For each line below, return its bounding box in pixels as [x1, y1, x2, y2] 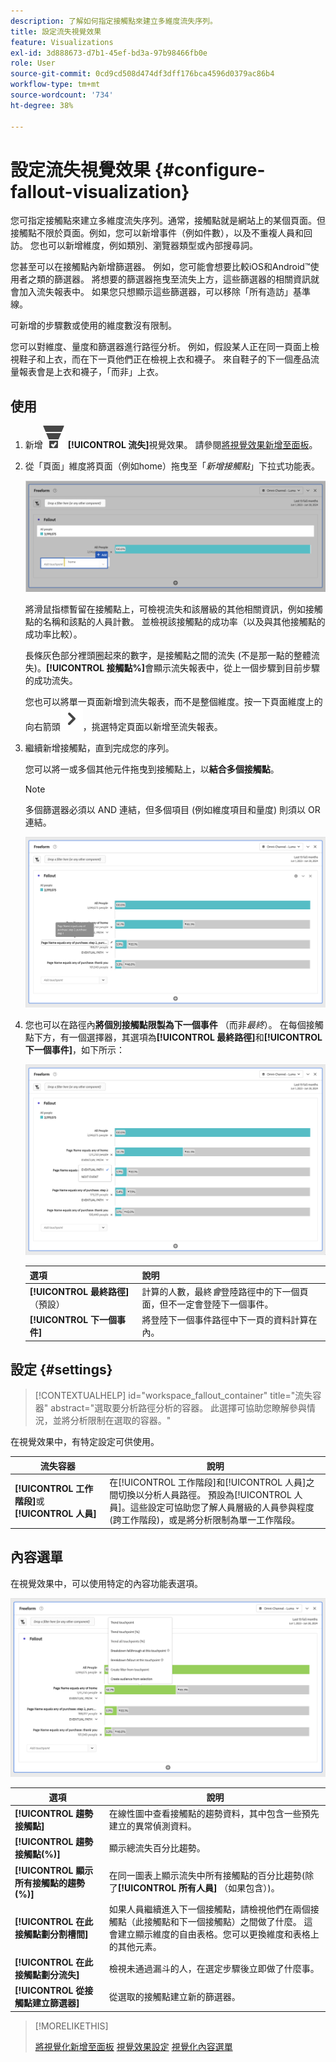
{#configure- [154, 158, 266, 181]
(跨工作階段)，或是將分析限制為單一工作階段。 [109, 1514, 301, 1526]
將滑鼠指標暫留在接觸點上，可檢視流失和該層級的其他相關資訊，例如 [24, 603, 306, 615]
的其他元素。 [108, 1940, 162, 1952]
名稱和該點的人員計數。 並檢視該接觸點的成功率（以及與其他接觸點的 [42, 615, 326, 627]
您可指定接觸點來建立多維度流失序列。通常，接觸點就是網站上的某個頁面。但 [10, 215, 326, 227]
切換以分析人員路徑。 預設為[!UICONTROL [118, 1489, 292, 1501]
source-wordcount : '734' [10, 90, 114, 100]
